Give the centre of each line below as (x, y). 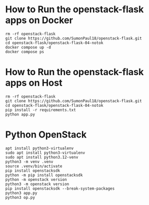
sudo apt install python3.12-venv (42, 157)
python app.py (20, 114)
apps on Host (34, 83)
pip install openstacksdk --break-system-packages (60, 188)
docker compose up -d (28, 47)
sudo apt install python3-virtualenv (45, 153)
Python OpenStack (46, 135)
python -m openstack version (36, 179)
